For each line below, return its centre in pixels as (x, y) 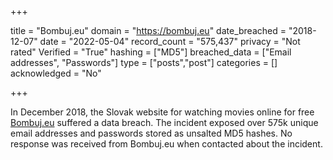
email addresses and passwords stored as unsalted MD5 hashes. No (151, 133)
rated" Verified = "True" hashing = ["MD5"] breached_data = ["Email (151, 52)
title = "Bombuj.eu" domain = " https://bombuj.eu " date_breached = (148, 30)
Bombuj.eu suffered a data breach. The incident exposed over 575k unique (164, 122)
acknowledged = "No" (56, 73)
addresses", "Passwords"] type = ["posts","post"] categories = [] (144, 62)
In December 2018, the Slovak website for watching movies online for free (162, 112)
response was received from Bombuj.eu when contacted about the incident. (166, 144)
